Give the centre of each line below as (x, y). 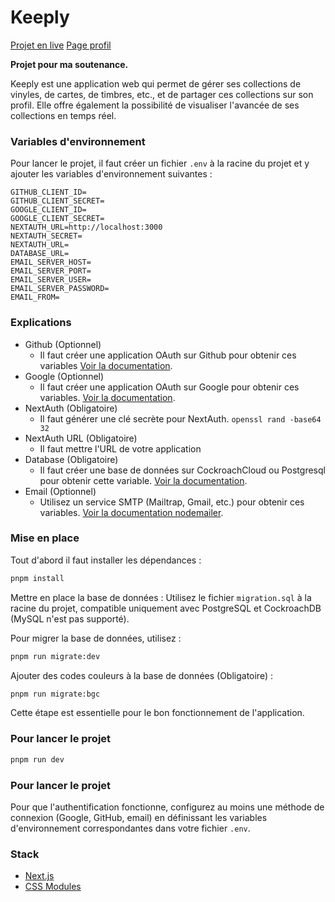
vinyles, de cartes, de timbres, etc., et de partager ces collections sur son (162, 94)
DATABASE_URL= (40, 254)
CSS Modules (53, 887)
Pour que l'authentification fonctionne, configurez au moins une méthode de (167, 807)
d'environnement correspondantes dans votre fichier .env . (130, 828)
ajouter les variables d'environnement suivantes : (111, 174)
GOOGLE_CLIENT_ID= (48, 210)
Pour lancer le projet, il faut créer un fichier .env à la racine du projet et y (160, 163)
